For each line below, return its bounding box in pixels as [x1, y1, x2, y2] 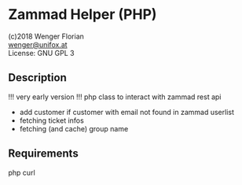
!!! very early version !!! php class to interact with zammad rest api [8, 92, 222, 102]
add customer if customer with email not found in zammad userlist [19, 107, 234, 117]
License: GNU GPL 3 [8, 48, 75, 57]
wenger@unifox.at [8, 39, 68, 49]
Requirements [8, 147, 79, 161]
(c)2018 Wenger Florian [8, 31, 85, 41]
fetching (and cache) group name [19, 124, 129, 133]
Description [8, 71, 67, 84]
